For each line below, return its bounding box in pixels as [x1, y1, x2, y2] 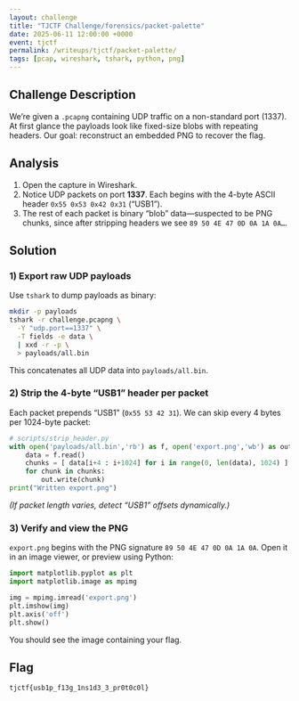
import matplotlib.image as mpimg [9, 577, 138, 586]
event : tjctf [9, 37, 58, 47]
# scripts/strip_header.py [9, 434, 109, 443]
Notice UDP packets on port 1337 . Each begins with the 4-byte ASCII [21, 189, 276, 200]
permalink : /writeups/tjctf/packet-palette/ [9, 46, 177, 55]
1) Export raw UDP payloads [9, 269, 132, 281]
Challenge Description [9, 87, 136, 102]
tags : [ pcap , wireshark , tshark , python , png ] [9, 54, 185, 63]
